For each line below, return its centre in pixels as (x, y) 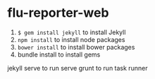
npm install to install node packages (71, 39)
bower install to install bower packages (76, 47)
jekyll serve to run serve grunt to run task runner (77, 68)
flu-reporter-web (58, 13)
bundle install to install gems (59, 55)
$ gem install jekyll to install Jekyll (72, 32)
